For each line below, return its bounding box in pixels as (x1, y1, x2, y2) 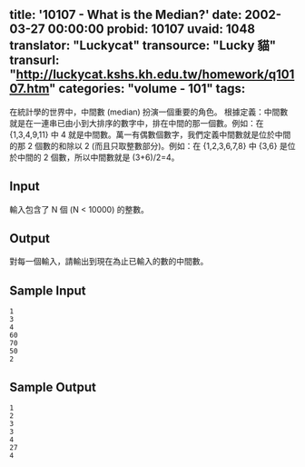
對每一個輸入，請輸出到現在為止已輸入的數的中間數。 (9, 256, 209, 267)
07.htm (9, 81, 50, 96)
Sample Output (9, 379, 97, 394)
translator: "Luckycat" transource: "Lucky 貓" (9, 38, 277, 54)
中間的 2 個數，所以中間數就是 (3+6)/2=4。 (16, 152, 180, 163)
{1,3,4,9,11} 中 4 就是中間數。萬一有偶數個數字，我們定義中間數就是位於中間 (9, 129, 291, 140)
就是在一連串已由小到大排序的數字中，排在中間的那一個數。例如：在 (9, 117, 264, 128)
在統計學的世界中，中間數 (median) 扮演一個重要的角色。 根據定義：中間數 (9, 106, 289, 117)
